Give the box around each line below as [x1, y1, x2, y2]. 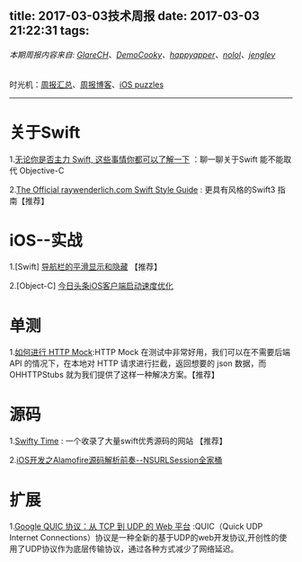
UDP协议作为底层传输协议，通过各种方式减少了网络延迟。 [24, 543, 239, 555]
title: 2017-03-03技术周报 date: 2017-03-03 [9, 8, 261, 24]
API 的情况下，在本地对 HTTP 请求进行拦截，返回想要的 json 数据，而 [9, 358, 267, 369]
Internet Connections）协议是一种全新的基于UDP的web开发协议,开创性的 [9, 532, 280, 543]
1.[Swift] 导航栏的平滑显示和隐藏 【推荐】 [9, 262, 162, 272]
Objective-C [19, 165, 65, 175]
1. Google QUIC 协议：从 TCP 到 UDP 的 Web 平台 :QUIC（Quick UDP [9, 521, 263, 532]
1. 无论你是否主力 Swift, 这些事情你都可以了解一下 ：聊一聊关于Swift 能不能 [9, 154, 284, 165]
